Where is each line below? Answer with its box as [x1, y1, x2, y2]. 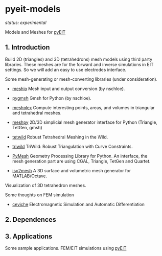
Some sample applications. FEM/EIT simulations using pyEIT [5, 245, 127, 251]
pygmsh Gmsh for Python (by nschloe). [12, 95, 92, 101]
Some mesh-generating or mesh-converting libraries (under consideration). [5, 76, 158, 82]
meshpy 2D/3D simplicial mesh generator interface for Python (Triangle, [12, 119, 158, 125]
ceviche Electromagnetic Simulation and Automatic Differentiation [12, 201, 145, 207]
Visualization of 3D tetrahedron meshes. [5, 182, 87, 188]
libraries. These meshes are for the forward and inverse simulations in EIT [5, 61, 154, 67]
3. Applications [5, 232, 52, 240]
